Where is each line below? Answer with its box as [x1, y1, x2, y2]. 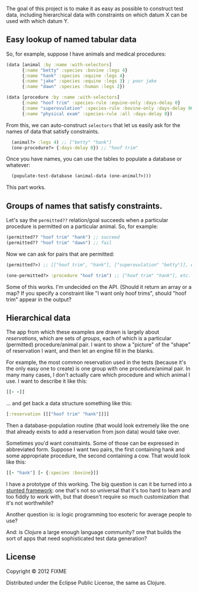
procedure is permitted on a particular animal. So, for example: [6, 223, 159, 230]
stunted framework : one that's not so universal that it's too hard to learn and [6, 487, 192, 494]
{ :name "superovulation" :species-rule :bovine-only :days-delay [21, 105, 186, 111]
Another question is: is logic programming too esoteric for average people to [6, 511, 192, 518]
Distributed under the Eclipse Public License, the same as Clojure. [6, 579, 166, 586]
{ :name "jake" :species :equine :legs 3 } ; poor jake [21, 78, 157, 84]
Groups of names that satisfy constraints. [6, 201, 163, 211]
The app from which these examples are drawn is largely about [6, 328, 160, 336]
